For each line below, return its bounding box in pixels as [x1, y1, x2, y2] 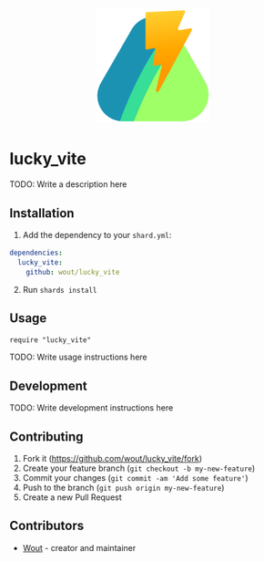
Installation [9, 205, 75, 221]
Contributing [9, 429, 84, 444]
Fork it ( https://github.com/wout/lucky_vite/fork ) [22, 453, 203, 463]
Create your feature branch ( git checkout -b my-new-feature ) [22, 463, 256, 474]
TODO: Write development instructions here [9, 402, 174, 413]
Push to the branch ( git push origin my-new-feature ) [22, 483, 225, 493]
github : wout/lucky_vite [25, 267, 120, 276]
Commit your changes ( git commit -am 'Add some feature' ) [22, 473, 249, 483]
